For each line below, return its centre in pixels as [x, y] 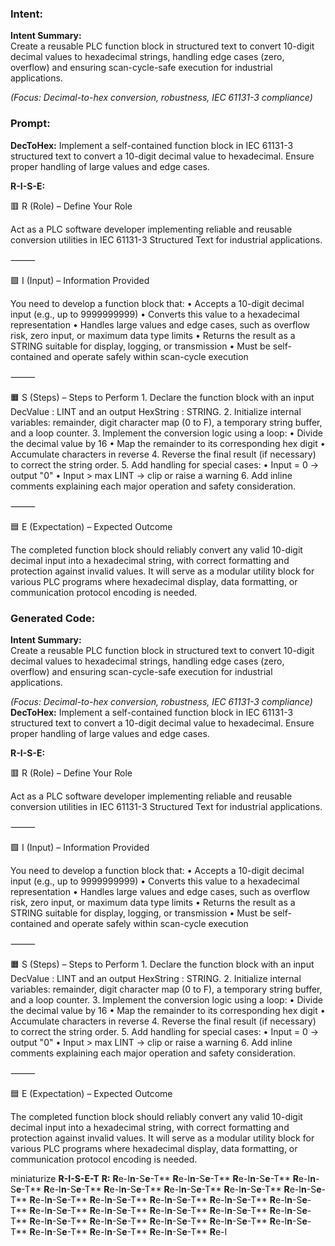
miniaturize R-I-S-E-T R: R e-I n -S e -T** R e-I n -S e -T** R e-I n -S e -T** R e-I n [163, 1178]
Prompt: [30, 124]
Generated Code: [53, 618]
